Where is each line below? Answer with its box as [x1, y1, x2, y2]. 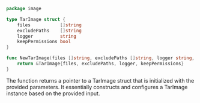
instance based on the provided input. [6, 90, 100, 97]
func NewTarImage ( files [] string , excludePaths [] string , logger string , [6, 55, 195, 61]
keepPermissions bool [17, 39, 71, 45]
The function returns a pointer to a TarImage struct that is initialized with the [6, 77, 195, 84]
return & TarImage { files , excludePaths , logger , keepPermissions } [17, 60, 184, 66]
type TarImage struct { [6, 16, 66, 22]
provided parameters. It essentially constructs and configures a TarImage [6, 83, 188, 90]
